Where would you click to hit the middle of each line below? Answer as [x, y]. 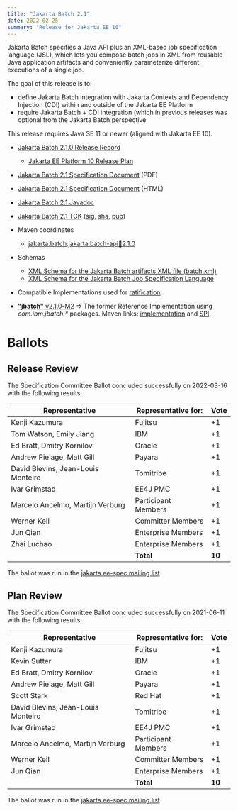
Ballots [28, 342]
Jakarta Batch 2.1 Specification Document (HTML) [91, 189]
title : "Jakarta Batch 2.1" [49, 14]
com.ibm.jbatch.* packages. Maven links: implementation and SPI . [114, 314]
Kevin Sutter [31, 661]
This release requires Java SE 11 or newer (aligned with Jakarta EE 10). [110, 134]
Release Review [43, 369]
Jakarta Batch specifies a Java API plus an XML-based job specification [112, 48]
